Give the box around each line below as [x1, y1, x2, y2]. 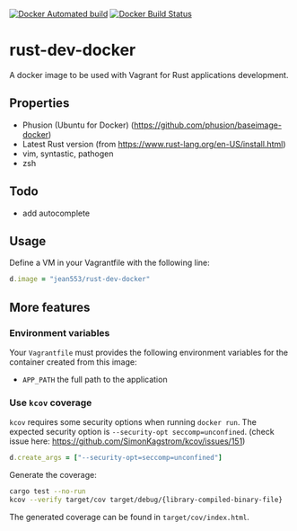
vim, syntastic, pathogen [22, 148, 114, 159]
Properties [9, 95, 70, 111]
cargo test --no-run [9, 487, 87, 496]
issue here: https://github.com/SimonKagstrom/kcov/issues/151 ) [9, 436, 246, 447]
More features [9, 299, 91, 314]
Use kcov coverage [9, 396, 92, 409]
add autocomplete [22, 208, 91, 218]
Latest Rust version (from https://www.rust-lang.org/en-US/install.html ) [22, 138, 286, 149]
